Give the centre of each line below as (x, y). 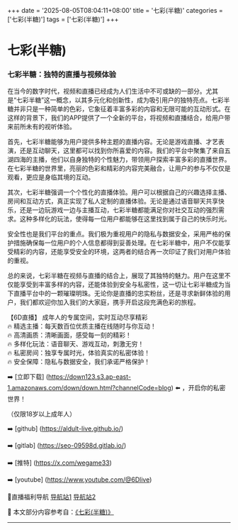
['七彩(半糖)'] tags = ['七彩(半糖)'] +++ (63, 19)
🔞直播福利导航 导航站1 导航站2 (52, 497)
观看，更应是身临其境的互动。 (51, 177)
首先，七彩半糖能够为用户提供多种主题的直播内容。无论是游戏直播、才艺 (113, 142)
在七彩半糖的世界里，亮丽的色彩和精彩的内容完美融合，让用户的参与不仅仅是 (119, 168)
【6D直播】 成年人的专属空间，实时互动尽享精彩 (78, 317)
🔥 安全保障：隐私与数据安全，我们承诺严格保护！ (79, 362)
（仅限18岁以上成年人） (42, 414)
